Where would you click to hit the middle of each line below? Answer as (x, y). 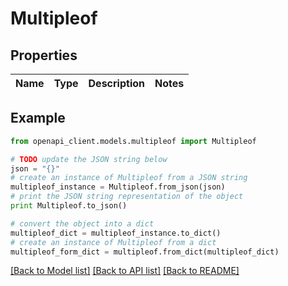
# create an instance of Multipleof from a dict (113, 242)
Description (116, 83)
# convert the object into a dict (82, 223)
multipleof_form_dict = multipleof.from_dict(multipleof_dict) (145, 252)
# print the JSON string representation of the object (127, 197)
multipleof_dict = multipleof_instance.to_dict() (116, 233)
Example (38, 118)
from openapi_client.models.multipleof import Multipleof (133, 141)
